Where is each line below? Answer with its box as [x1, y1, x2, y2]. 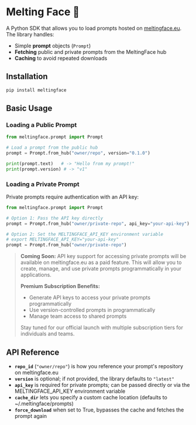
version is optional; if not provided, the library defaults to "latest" [14, 375, 174, 382]
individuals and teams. [20, 330, 75, 337]
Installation [6, 71, 48, 81]
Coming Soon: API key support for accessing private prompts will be [20, 253, 187, 260]
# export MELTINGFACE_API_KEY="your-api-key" [6, 237, 119, 242]
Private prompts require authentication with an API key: [6, 193, 139, 200]
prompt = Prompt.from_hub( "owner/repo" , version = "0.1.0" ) [6, 150, 150, 156]
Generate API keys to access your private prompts [29, 294, 151, 301]
